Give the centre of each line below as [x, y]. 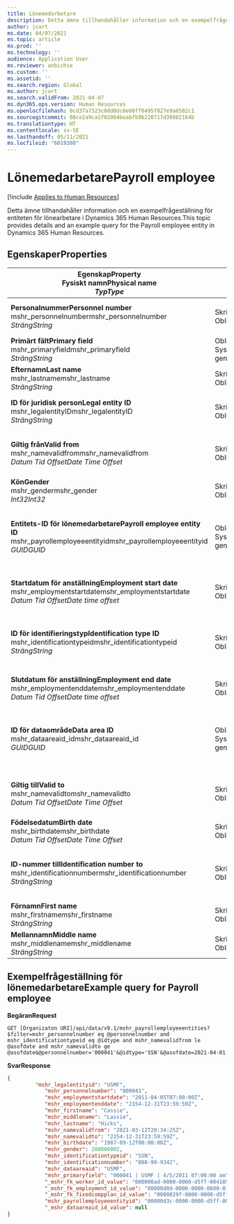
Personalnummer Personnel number [71, 307]
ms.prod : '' [24, 46]
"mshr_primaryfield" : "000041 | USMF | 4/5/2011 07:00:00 [130, 1175]
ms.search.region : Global [45, 85]
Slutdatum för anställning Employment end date [91, 679]
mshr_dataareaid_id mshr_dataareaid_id [75, 738]
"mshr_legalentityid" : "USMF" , [81, 1085]
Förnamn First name [44, 906]
